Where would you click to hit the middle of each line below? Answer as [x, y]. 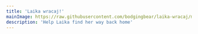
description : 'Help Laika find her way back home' [70, 22]
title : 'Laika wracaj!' [35, 11]
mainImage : [19, 17]
